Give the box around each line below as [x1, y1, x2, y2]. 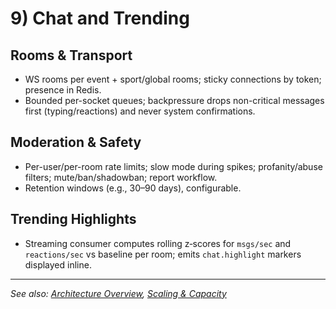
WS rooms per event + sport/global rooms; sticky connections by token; [24, 73, 322, 85]
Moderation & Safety [10, 134, 142, 151]
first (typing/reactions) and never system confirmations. [24, 105, 256, 117]
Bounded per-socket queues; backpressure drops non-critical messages [24, 95, 325, 106]
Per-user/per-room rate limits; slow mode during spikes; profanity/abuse [24, 160, 323, 172]
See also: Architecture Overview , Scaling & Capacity [10, 287, 227, 299]
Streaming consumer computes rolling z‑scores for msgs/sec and [24, 237, 292, 249]
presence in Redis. [24, 84, 102, 96]
